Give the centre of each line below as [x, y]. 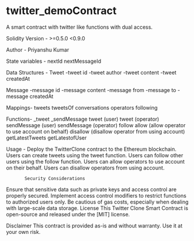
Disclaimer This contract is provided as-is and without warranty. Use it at [94, 225]
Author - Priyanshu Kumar [38, 50]
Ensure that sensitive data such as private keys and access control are [91, 189]
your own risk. [24, 232]
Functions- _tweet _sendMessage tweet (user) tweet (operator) [83, 119]
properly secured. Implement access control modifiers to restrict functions [96, 195]
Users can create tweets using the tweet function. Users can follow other [95, 155]
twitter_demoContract [61, 11]
